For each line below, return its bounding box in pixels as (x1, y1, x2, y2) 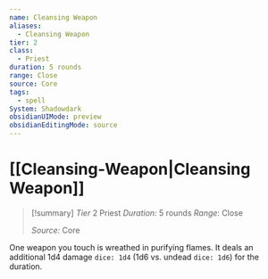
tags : (9, 87, 29, 96)
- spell (17, 95, 46, 105)
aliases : (9, 21, 42, 30)
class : (9, 46, 34, 55)
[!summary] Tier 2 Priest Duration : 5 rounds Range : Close (30, 207, 244, 218)
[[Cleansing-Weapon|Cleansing (9, 160, 251, 179)
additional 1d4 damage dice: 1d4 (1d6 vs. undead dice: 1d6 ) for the (9, 251, 259, 262)
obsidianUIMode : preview (9, 112, 102, 121)
